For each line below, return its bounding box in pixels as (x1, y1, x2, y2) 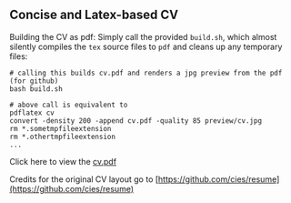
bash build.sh (9, 84, 64, 94)
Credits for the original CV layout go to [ (9, 173, 159, 185)
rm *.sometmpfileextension (9, 124, 112, 133)
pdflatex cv (9, 108, 55, 117)
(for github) (9, 76, 59, 86)
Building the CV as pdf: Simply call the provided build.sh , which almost (9, 31, 277, 42)
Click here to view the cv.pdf (9, 156, 116, 167)
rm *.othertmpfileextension (9, 132, 116, 141)
